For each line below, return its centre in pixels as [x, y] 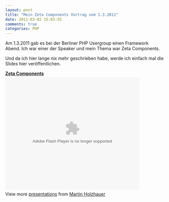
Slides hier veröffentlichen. [33, 64]
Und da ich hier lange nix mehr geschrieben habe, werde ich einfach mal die [84, 58]
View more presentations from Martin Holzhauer [55, 194]
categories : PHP [22, 29]
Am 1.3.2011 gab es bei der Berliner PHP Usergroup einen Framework [77, 43]
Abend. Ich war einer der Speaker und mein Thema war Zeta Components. [83, 49]
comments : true [21, 24]
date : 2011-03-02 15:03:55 [34, 19]
